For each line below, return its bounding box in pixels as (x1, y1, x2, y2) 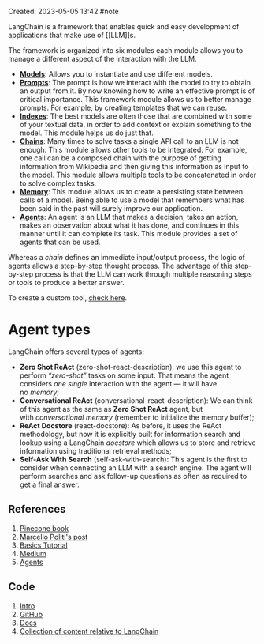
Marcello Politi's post (19, 532, 88, 541)
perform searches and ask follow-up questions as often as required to (19, 471, 247, 480)
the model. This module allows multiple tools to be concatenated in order (19, 170, 257, 179)
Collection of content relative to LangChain (19, 626, 159, 635)
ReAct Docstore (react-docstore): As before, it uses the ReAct (19, 420, 222, 430)
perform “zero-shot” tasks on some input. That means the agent (19, 371, 229, 380)
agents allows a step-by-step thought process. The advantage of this (8, 261, 233, 270)
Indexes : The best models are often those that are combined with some (19, 111, 252, 121)
